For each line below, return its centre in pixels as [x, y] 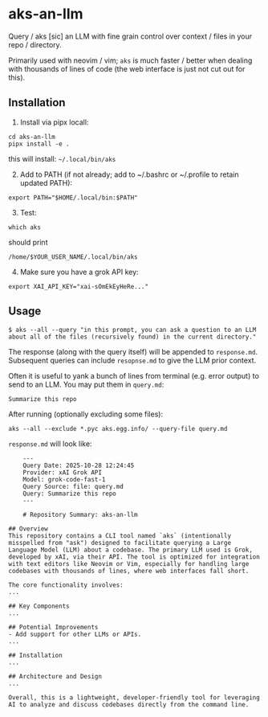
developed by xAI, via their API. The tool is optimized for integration [134, 557]
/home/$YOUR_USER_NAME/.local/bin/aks [73, 257]
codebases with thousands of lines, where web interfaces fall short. [129, 571]
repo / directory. [35, 44]
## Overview [28, 529]
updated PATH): [46, 182]
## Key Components [39, 606]
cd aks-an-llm [32, 137]
